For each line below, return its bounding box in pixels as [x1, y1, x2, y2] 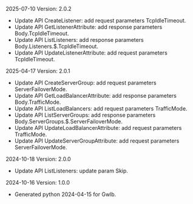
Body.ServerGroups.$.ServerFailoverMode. [14, 118, 123, 125]
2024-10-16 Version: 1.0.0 [5, 179, 70, 186]
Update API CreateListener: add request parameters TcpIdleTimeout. [14, 17, 186, 24]
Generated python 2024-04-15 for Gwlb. [14, 191, 117, 198]
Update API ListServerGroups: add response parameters [14, 112, 156, 118]
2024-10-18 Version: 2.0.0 [5, 155, 71, 163]
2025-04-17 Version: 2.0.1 [5, 67, 70, 75]
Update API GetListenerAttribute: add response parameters [14, 24, 163, 30]
